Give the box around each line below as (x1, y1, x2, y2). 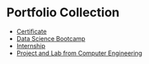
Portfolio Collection (6, 5, 120, 20)
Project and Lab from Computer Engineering (16, 49, 143, 57)
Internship (16, 42, 46, 50)
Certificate (16, 27, 47, 35)
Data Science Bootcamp (16, 34, 86, 42)
